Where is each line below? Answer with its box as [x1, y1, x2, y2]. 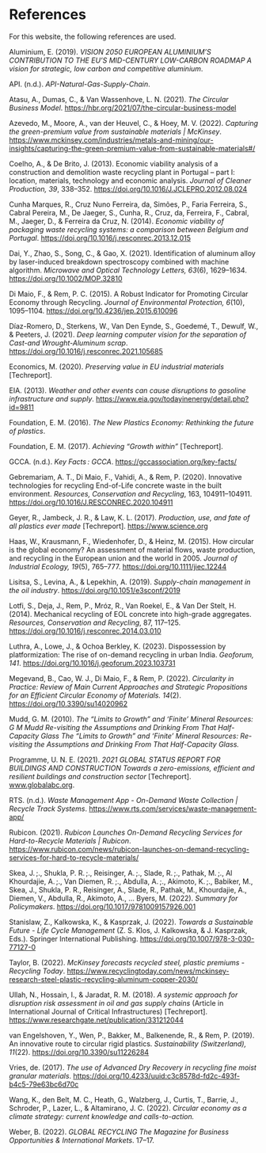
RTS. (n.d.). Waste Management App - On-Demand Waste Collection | [9, 795, 238, 805]
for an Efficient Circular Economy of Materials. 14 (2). [9, 691, 181, 700]
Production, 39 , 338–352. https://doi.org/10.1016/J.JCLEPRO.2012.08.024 [9, 184, 248, 193]
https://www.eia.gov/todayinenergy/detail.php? [95, 394, 249, 403]
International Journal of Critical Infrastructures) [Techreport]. [9, 1006, 208, 1016]
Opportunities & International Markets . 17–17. [9, 1135, 155, 1145]
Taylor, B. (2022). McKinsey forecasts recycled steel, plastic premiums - [9, 957, 245, 967]
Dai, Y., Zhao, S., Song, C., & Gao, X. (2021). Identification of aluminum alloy [9, 248, 256, 258]
